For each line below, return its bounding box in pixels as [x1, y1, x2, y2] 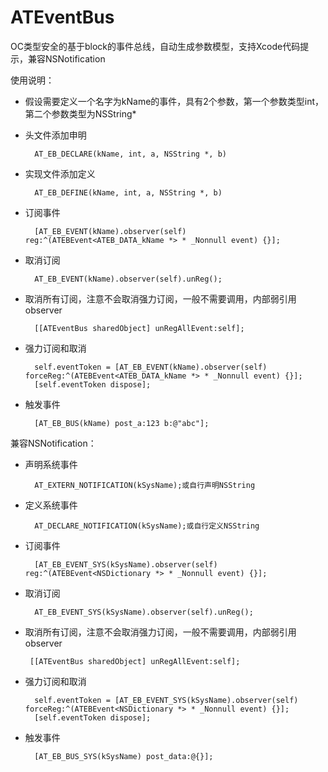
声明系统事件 [24, 458, 78, 470]
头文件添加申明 [24, 129, 87, 141]
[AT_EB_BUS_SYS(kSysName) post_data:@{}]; [34, 751, 214, 761]
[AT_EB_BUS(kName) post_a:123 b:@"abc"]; [34, 418, 210, 428]
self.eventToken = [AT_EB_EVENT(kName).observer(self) [34, 362, 268, 372]
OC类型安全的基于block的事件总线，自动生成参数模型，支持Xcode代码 [10, 40, 301, 52]
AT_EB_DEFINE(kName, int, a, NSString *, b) [34, 187, 223, 198]
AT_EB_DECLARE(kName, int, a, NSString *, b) [34, 149, 227, 159]
